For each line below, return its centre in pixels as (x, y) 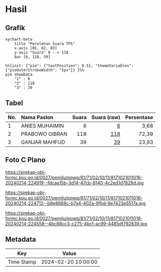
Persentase (139, 117)
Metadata (21, 240)
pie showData (19, 74)
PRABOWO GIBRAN (44, 134)
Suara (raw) (106, 117)
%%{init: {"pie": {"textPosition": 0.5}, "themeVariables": (70, 66)
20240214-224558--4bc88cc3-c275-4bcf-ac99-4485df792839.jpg (76, 223)
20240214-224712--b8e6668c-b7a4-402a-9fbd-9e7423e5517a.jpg (75, 203)
